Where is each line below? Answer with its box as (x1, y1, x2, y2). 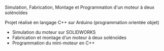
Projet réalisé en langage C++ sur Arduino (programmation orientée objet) (5, 20, 159, 25)
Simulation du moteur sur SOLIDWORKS (12, 29, 96, 35)
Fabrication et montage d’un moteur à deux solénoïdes (12, 35, 127, 40)
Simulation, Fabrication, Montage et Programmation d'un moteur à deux (5, 5, 155, 10)
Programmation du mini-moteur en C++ (12, 40, 95, 46)
